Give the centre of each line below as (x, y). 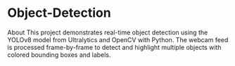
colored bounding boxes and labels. (59, 55)
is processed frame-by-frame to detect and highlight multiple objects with (114, 47)
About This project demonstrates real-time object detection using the (108, 32)
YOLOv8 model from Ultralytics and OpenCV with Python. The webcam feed (118, 39)
